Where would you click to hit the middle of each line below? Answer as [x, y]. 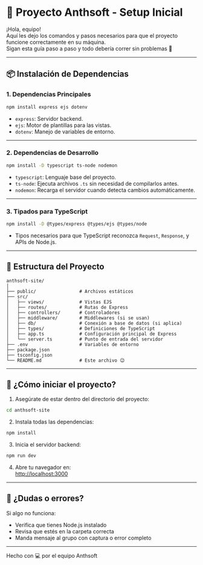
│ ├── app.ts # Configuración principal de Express [92, 334]
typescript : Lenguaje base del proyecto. [66, 177]
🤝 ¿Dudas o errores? [45, 499]
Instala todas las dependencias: [54, 422]
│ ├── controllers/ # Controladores [63, 313]
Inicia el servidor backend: [48, 445]
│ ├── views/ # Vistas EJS [59, 302]
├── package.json [28, 350]
